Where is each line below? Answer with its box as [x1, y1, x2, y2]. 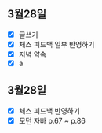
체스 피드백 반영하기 [18, 105, 80, 116]
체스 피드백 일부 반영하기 [18, 39, 95, 49]
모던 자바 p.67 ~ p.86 [18, 116, 86, 125]
